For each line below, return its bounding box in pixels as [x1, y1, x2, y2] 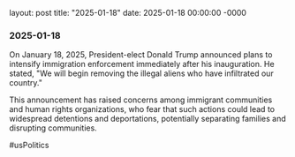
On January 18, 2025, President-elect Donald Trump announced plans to [9, 49, 273, 60]
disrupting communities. [9, 123, 97, 133]
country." [9, 78, 42, 88]
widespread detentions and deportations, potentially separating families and [9, 114, 286, 124]
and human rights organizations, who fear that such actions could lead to [9, 104, 276, 115]
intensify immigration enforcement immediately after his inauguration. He [9, 59, 276, 70]
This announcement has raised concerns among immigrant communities [9, 94, 273, 105]
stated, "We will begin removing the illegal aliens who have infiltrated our [9, 68, 274, 78]
